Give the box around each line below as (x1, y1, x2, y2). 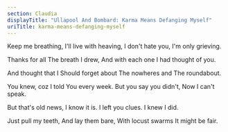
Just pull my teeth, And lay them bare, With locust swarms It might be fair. (7, 117, 218, 125)
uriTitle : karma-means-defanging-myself (7, 23, 126, 30)
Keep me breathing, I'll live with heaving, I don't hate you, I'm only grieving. (7, 42, 222, 51)
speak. (7, 90, 26, 98)
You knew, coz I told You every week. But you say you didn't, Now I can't (7, 83, 215, 91)
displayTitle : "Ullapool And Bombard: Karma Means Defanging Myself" (7, 17, 213, 24)
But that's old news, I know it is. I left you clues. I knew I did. (7, 104, 179, 112)
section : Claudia (7, 10, 58, 17)
